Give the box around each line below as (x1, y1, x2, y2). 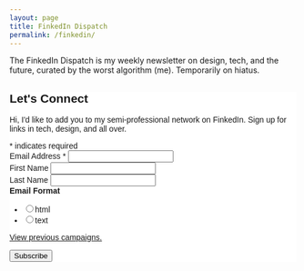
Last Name (9, 175, 48, 186)
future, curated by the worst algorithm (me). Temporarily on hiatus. (9, 65, 260, 75)
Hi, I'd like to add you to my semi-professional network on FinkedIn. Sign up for (9, 115, 287, 125)
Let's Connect (9, 91, 89, 105)
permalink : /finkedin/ (9, 30, 96, 39)
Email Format (9, 186, 61, 196)
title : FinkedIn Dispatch (9, 22, 107, 31)
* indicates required (9, 141, 78, 151)
